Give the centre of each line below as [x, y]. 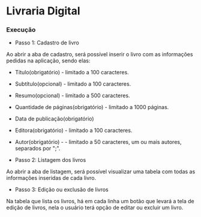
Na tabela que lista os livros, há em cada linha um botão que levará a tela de [100, 201]
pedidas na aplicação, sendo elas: [48, 61]
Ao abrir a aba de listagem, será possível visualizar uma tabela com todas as [101, 171]
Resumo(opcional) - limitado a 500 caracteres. [72, 96]
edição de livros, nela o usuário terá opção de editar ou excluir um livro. [95, 207]
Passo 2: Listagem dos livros [50, 160]
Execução [21, 30]
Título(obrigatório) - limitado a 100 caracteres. [72, 73]
